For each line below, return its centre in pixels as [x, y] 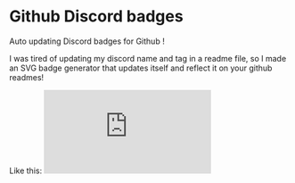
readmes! [27, 77]
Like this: [26, 171]
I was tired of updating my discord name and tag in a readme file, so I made [148, 58]
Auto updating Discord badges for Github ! [87, 41]
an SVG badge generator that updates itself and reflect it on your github [141, 68]
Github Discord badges [97, 17]
